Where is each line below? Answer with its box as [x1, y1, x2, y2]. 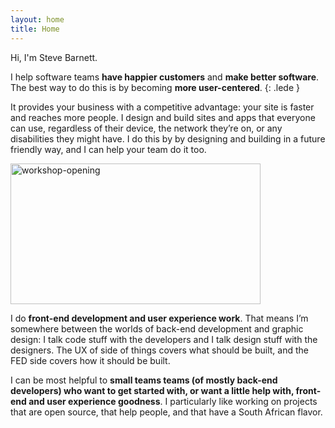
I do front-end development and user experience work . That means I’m [10, 312, 309, 324]
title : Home [10, 24, 60, 34]
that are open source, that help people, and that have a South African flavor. [10, 406, 323, 418]
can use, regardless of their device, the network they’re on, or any [10, 122, 283, 134]
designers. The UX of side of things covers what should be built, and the [10, 344, 309, 356]
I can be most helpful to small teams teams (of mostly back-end [10, 374, 278, 386]
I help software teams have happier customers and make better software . [10, 71, 320, 83]
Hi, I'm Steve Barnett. [10, 51, 98, 63]
